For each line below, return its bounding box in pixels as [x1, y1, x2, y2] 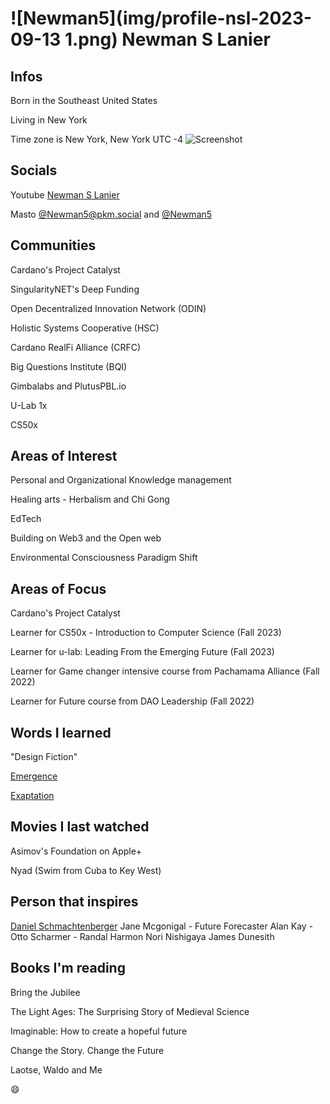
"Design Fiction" [10, 751, 78, 763]
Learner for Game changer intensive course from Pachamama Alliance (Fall [10, 665, 320, 677]
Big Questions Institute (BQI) [10, 360, 128, 372]
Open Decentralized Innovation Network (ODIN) [10, 302, 207, 314]
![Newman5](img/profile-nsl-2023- [10, 7, 313, 30]
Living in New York [10, 114, 88, 126]
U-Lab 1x [10, 399, 48, 411]
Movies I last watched [10, 818, 150, 836]
